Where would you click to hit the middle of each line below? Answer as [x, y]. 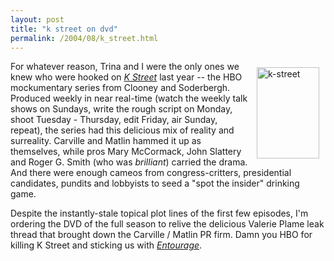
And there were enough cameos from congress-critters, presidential [151, 173]
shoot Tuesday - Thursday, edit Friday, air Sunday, [114, 120]
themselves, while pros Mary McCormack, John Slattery [126, 152]
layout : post [37, 19]
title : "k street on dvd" [64, 29]
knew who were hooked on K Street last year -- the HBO [126, 77]
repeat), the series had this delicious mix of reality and [122, 130]
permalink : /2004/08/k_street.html [84, 38]
